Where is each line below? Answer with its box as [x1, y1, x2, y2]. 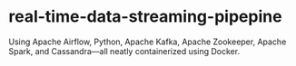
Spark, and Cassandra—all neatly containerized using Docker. [8, 45, 241, 56]
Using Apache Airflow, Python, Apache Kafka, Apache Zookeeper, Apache [8, 36, 287, 47]
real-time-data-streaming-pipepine [8, 6, 282, 27]
